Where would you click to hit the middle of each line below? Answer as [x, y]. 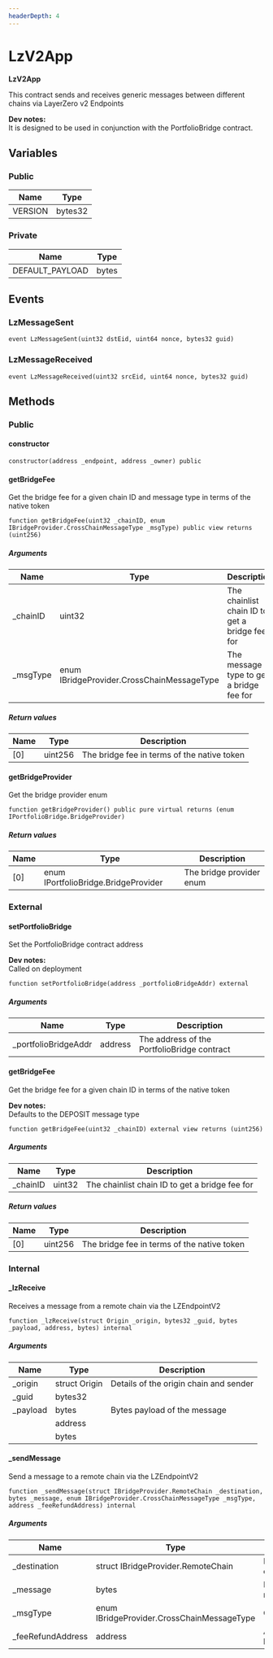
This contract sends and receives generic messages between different [127, 94]
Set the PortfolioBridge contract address [76, 944]
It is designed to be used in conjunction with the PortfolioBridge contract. [131, 128]
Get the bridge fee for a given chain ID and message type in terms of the [130, 497]
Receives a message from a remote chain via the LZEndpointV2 [115, 1306]
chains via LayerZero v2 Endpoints [66, 103]
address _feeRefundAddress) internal [72, 1505]
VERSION [30, 211]
